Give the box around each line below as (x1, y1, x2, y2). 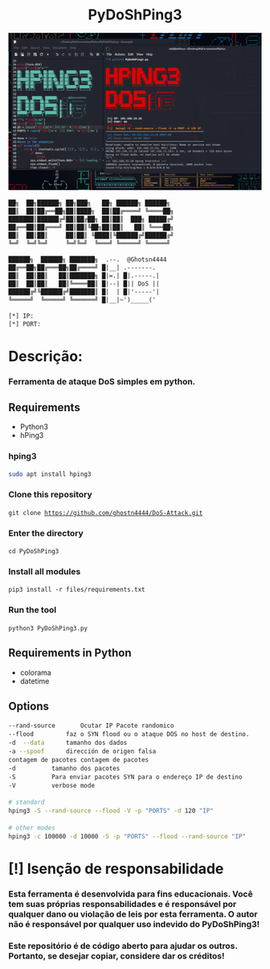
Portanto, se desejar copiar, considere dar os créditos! (8, 950, 225, 961)
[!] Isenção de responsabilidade (8, 859, 224, 878)
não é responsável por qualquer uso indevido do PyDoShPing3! (8, 918, 260, 929)
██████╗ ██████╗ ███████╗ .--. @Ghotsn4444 (8, 256, 167, 264)
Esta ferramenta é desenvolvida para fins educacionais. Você (8, 888, 253, 900)
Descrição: (8, 347, 83, 365)
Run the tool (8, 605, 57, 616)
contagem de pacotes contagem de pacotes (8, 755, 149, 763)
